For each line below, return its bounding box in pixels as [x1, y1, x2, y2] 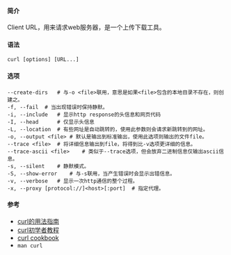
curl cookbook [17, 233, 59, 242]
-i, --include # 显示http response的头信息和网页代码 [7, 111, 161, 118]
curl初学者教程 [17, 226, 59, 234]
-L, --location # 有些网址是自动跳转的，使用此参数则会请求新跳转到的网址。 [7, 126, 209, 133]
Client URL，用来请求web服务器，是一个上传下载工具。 [7, 23, 166, 31]
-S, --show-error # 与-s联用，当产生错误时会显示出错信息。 [7, 170, 175, 177]
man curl [17, 242, 43, 249]
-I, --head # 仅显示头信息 [7, 118, 95, 125]
